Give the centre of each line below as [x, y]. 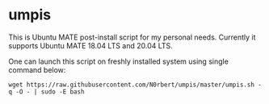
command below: [37, 69]
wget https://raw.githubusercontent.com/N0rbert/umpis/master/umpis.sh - [135, 85]
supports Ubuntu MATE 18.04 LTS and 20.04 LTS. [91, 45]
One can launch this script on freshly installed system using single [118, 61]
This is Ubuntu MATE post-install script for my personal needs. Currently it [132, 37]
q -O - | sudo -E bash [46, 92]
